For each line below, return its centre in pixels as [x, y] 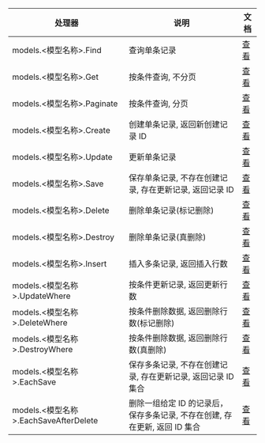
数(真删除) [148, 350]
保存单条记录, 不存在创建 [175, 178]
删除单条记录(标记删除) [172, 210]
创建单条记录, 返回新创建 [175, 124]
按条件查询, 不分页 [163, 77]
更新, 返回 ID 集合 [169, 427]
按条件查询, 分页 [159, 104]
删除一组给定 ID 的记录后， [178, 403]
